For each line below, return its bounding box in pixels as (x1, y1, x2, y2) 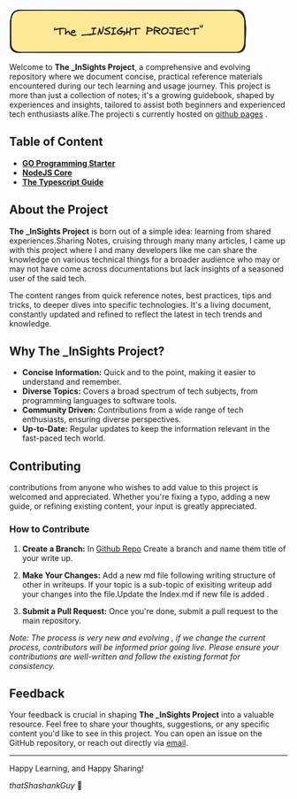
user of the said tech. (9, 273, 87, 283)
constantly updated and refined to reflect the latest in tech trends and (9, 309, 263, 319)
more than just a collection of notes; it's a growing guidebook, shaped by (9, 90, 275, 100)
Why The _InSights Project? (9, 344, 165, 359)
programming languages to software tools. (21, 396, 178, 406)
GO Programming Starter (21, 157, 116, 168)
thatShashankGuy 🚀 (9, 780, 82, 791)
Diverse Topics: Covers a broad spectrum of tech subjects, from (21, 386, 258, 396)
